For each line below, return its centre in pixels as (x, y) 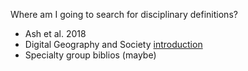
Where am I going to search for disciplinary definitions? (124, 14)
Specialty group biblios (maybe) (90, 55)
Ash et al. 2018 (55, 33)
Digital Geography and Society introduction (113, 44)
